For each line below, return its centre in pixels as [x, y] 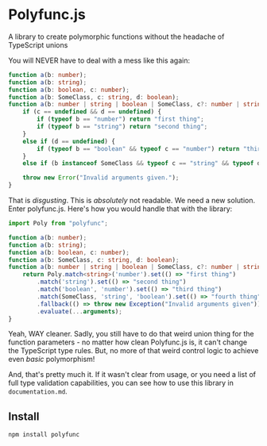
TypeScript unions [38, 44]
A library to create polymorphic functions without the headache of [116, 37]
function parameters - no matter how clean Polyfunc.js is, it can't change [128, 342]
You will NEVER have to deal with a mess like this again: [99, 60]
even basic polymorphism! [52, 359]
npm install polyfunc [44, 435]
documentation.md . [38, 391]
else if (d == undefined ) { [69, 141]
